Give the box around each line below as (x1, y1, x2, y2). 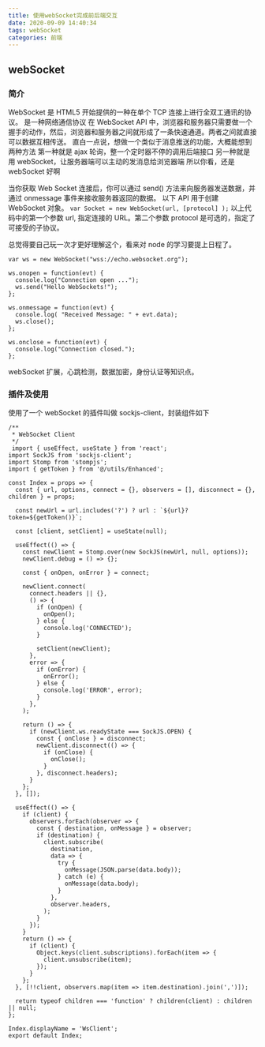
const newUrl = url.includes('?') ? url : (15, 507, 157, 515)
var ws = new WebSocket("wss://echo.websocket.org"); (8, 255, 189, 263)
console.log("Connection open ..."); (15, 276, 140, 284)
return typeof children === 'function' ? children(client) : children (15, 997, 252, 1005)
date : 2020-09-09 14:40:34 (8, 19, 97, 27)
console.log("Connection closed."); (15, 345, 136, 353)
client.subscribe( (43, 839, 104, 846)
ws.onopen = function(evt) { (8, 269, 104, 277)
